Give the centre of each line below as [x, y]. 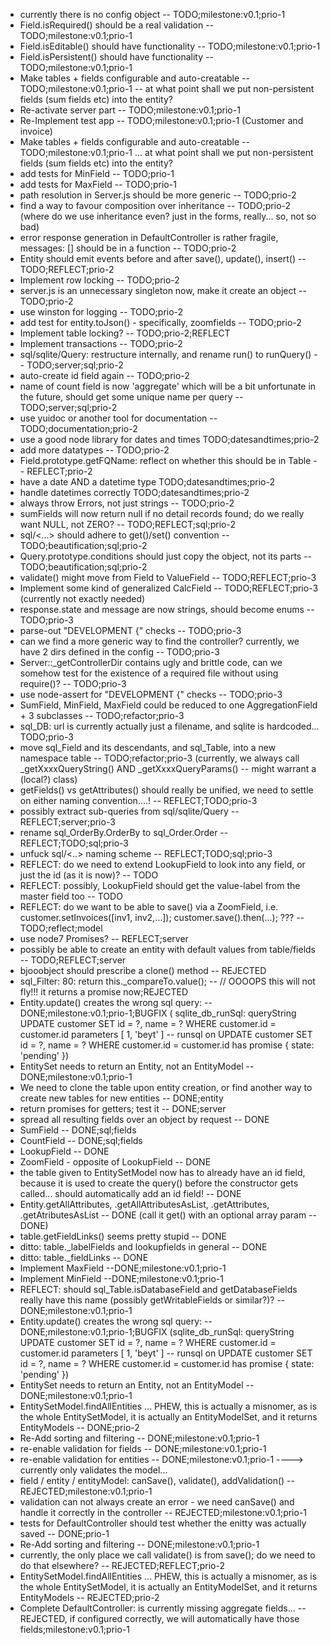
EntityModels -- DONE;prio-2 [79, 1427]
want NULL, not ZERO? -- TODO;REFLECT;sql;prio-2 [127, 524]
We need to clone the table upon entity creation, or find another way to [166, 1087]
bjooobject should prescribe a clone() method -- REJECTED [143, 970]
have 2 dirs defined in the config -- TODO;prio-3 [119, 652]
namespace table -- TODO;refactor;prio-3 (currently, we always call [159, 758]
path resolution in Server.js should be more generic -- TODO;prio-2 [158, 195]
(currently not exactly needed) [82, 598]
